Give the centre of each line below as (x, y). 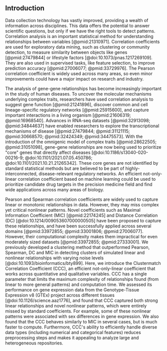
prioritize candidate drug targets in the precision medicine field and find (79, 184)
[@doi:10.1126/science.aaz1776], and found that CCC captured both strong (82, 300)
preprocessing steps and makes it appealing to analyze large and (72, 337)
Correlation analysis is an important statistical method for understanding (79, 36)
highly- (133, 168)
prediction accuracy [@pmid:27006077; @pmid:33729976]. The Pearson (80, 68)
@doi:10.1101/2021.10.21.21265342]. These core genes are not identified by (82, 163)
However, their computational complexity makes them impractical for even (82, 236)
